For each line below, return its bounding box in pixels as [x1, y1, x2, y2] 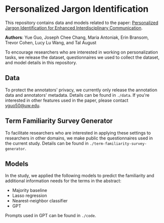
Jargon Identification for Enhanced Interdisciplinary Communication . [5, 25, 143, 30]
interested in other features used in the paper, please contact [5, 97, 129, 103]
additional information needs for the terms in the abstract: [5, 178, 121, 184]
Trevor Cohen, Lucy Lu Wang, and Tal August [5, 39, 96, 45]
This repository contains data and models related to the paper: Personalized [5, 20, 159, 26]
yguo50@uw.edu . [5, 102, 41, 109]
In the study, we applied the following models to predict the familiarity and [5, 173, 154, 179]
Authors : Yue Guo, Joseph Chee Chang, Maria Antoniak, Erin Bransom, [5, 34, 149, 40]
